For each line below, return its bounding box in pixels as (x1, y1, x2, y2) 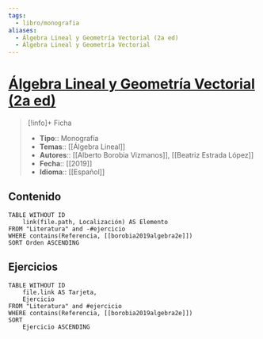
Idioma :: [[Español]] (39, 167, 105, 177)
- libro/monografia (15, 19, 80, 27)
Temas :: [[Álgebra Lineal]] (39, 142, 125, 151)
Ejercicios (8, 261, 58, 274)
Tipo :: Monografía (39, 134, 99, 143)
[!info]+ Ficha (27, 118, 72, 128)
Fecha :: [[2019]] (39, 159, 93, 169)
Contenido (8, 190, 62, 204)
